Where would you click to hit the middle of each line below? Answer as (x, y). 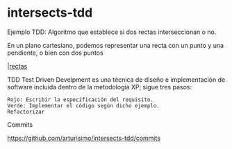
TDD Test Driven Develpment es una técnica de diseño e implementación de (116, 79)
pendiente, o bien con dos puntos (55, 53)
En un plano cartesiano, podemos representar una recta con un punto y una (116, 45)
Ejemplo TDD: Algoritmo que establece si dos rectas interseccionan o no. (112, 32)
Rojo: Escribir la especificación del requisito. (81, 99)
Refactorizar (26, 112)
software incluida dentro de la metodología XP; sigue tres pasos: (100, 87)
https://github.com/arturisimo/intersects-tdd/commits (84, 138)
